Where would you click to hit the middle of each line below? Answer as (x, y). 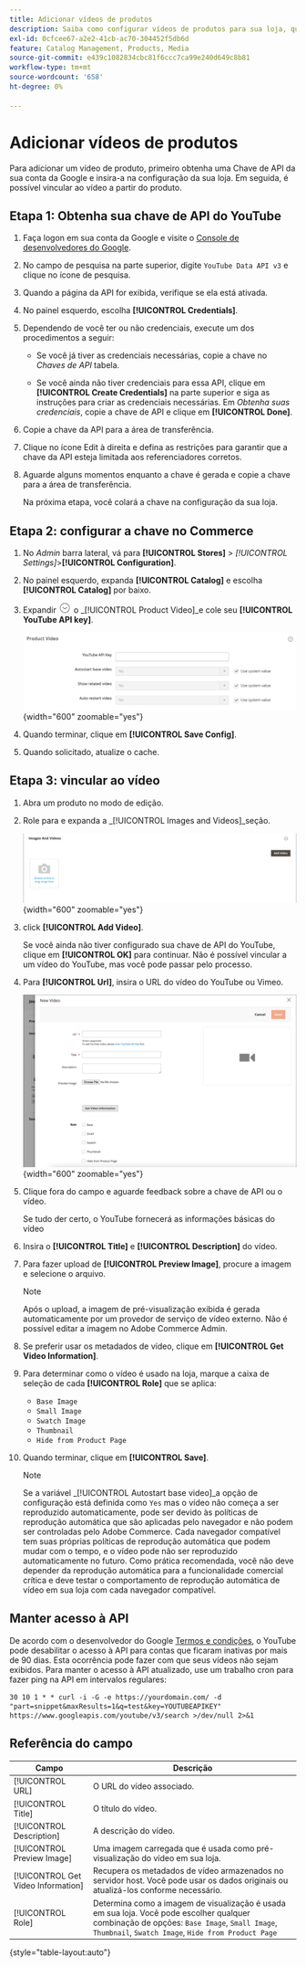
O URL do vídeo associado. (143, 1786)
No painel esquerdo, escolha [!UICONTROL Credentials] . (130, 310)
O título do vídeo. (125, 1809)
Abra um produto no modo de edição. (93, 803)
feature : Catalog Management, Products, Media (99, 48)
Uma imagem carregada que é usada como (173, 1848)
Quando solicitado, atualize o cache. (91, 752)
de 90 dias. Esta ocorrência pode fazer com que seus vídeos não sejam (144, 1660)
